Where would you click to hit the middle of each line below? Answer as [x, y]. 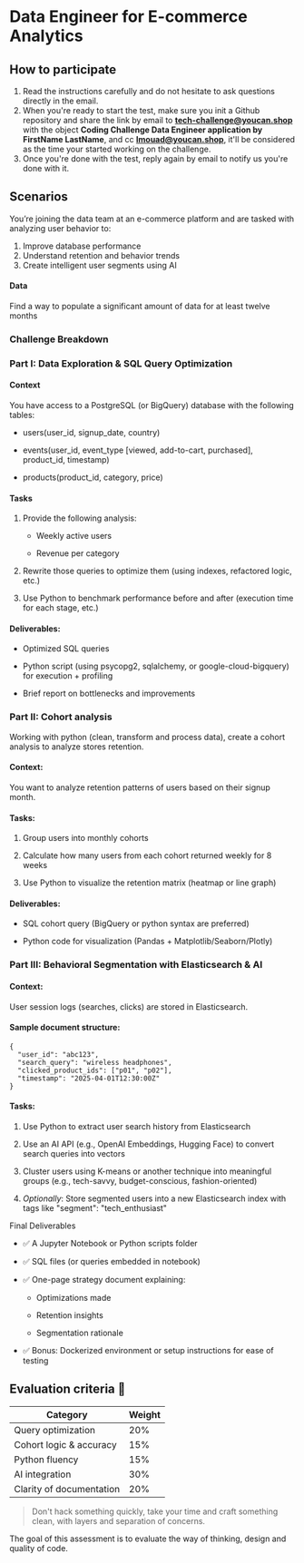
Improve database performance [82, 246]
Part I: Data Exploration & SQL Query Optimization [121, 363]
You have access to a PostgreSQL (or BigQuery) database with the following [152, 405]
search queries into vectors [74, 1153]
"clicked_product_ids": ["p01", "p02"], [95, 1070]
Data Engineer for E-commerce [128, 17]
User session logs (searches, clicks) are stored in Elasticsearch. [129, 1006]
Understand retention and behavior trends [101, 255]
